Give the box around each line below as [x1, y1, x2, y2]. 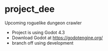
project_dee [4, 3, 55, 15]
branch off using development [11, 40, 74, 46]
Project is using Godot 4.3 [11, 29, 65, 35]
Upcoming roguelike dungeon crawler [4, 20, 82, 26]
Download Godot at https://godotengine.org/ [11, 35, 103, 41]
